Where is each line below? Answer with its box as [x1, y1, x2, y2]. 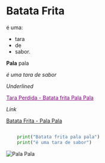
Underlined [6, 82, 34, 90]
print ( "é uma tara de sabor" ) [17, 139, 92, 145]
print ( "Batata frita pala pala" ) [17, 134, 100, 140]
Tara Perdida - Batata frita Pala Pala [6, 94, 94, 101]
